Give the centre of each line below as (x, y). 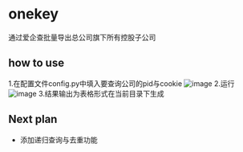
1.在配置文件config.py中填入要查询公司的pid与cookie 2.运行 (121, 83)
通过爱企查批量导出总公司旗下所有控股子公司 (82, 37)
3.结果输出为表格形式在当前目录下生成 (101, 93)
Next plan (33, 119)
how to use (36, 63)
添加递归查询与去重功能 (59, 140)
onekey (33, 14)
